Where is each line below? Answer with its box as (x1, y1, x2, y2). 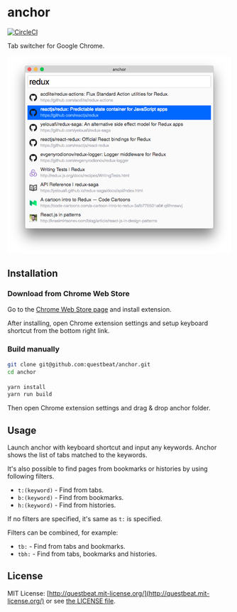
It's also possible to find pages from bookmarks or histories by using (7, 464, 208, 473)
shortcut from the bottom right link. (7, 326, 110, 334)
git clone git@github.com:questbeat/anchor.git (7, 361, 151, 368)
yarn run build (7, 391, 53, 398)
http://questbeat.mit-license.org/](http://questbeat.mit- (48, 589, 210, 597)
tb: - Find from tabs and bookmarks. (17, 542, 126, 551)
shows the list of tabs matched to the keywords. (7, 451, 148, 459)
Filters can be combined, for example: (7, 528, 118, 537)
